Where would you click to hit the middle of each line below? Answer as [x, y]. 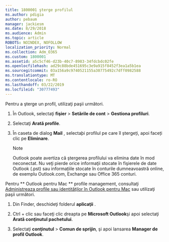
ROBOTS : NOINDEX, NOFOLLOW [34, 43]
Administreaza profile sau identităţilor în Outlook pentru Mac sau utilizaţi [80, 189]
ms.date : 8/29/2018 [26, 29]
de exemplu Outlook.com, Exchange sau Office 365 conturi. [75, 174]
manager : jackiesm [24, 24]
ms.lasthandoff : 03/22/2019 [35, 85]
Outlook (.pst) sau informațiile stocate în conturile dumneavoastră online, [88, 169]
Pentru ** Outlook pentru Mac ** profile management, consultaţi [72, 184]
